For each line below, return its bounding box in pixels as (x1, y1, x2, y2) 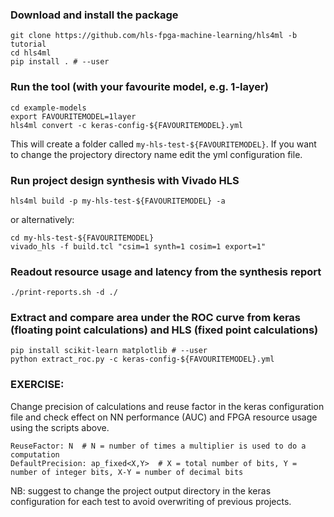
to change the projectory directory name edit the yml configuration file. (10, 148, 303, 160)
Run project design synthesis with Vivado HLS (10, 173, 240, 187)
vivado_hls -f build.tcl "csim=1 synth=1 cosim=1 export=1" (10, 241, 267, 252)
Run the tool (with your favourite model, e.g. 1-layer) (10, 80, 269, 94)
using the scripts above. (10, 421, 110, 433)
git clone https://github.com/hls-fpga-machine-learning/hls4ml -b (10, 31, 298, 41)
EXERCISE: (10, 378, 65, 392)
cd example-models (10, 103, 87, 113)
